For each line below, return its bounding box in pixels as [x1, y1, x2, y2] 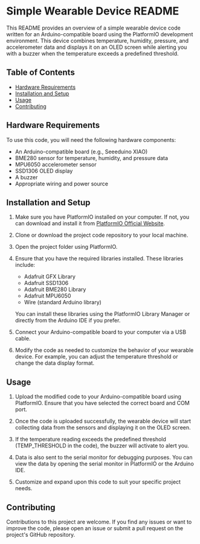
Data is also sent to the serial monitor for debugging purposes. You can [15, 454, 193, 461]
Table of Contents [6, 68, 76, 78]
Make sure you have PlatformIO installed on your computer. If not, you [15, 213, 190, 221]
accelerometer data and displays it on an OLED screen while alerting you [6, 43, 187, 51]
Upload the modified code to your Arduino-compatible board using [15, 393, 181, 400]
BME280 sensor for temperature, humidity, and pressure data [15, 154, 168, 161]
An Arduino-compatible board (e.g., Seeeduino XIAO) [15, 148, 148, 155]
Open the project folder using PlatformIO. [15, 243, 118, 251]
